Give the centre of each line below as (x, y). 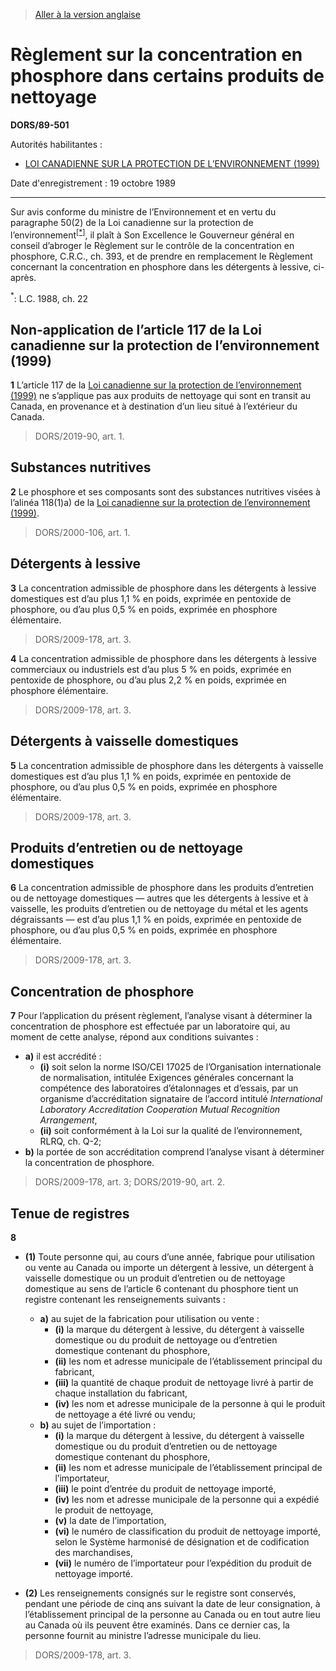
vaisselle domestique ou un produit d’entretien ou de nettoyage (155, 1278)
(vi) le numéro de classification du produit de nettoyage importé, (188, 1531)
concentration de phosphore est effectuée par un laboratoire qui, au (150, 1026)
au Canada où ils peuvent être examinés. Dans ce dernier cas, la (157, 1625)
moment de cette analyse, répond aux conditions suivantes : (134, 1037)
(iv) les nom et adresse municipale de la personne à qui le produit (190, 1403)
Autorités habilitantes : (56, 144)
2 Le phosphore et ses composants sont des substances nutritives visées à (165, 491)
